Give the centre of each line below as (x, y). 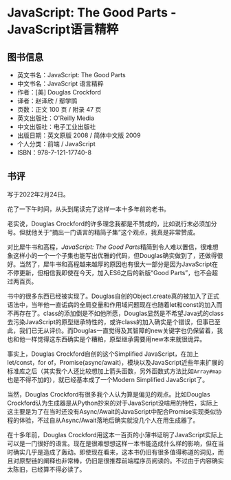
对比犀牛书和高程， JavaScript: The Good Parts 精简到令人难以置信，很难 (110, 247)
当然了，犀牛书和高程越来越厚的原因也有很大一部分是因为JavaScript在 (119, 264)
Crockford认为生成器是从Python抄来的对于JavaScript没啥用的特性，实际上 (113, 403)
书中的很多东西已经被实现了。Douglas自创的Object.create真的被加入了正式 (113, 296)
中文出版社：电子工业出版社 (56, 127)
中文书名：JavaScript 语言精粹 (60, 83)
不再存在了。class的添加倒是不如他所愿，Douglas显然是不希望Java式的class (115, 313)
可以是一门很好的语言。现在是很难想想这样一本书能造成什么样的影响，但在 (112, 443)
